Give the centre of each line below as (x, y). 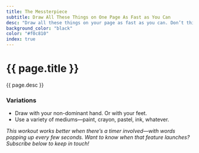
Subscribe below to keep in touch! (48, 144)
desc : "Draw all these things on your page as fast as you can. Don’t (95, 23)
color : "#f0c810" (28, 34)
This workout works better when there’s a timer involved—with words (91, 131)
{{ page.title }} (43, 68)
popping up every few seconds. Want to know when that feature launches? (98, 138)
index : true (21, 39)
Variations (21, 100)
